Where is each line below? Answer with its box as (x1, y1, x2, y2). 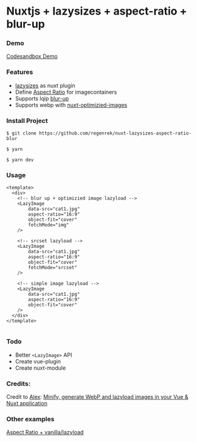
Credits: (6, 379, 31, 388)
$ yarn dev (6, 157, 34, 163)
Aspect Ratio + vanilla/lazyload (6, 429, 84, 436)
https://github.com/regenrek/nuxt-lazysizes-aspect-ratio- (38, 130, 192, 136)
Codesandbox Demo (6, 53, 58, 60)
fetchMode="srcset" (28, 265, 78, 271)
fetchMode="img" (28, 222, 69, 228)
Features (6, 68, 33, 77)
